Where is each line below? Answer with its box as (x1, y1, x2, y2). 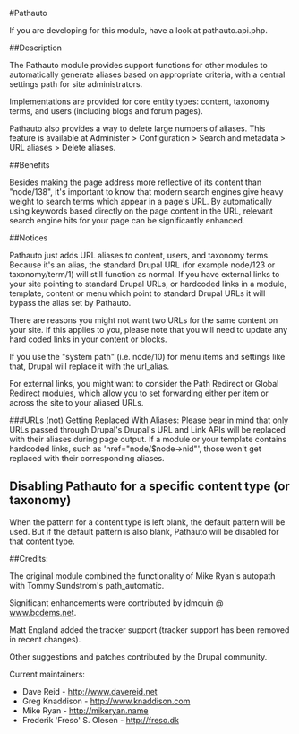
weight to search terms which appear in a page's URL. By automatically (9, 197, 273, 206)
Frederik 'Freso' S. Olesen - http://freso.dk (21, 714, 179, 725)
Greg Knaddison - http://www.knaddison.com (21, 695, 191, 706)
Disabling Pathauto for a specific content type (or (9, 479, 291, 494)
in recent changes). (9, 634, 81, 644)
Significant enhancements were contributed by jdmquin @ (9, 597, 224, 608)
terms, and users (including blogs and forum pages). (9, 106, 203, 116)
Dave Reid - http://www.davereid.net (21, 686, 158, 696)
